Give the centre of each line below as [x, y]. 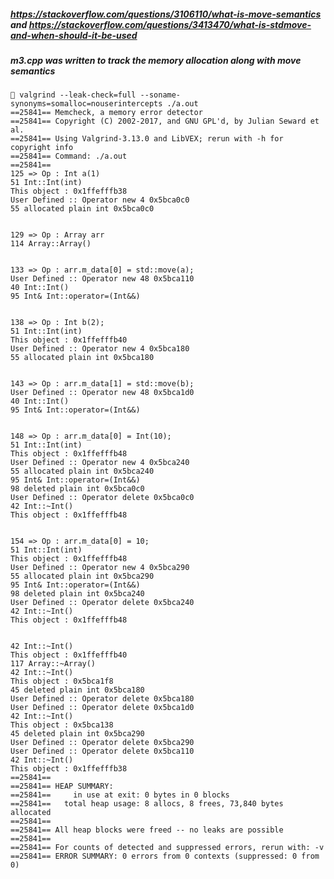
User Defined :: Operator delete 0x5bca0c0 [102, 498]
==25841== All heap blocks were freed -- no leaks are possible [147, 830]
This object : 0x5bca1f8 [62, 681]
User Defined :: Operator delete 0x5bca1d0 [102, 708]
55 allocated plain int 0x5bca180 [82, 358]
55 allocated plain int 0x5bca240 [82, 471]
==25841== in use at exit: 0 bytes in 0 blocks [120, 795]
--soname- [160, 95]
